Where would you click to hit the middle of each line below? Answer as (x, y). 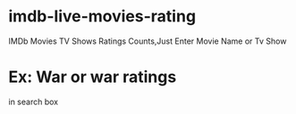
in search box (34, 102)
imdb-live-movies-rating (102, 16)
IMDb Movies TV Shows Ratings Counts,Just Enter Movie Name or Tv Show (148, 41)
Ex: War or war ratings (93, 77)
